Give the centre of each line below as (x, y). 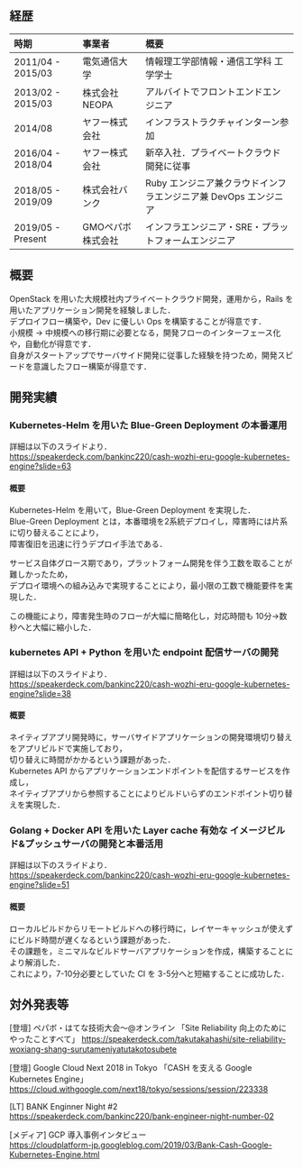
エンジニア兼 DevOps (200, 196)
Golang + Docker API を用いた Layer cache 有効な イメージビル (147, 830)
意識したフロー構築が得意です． (92, 366)
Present (30, 239)
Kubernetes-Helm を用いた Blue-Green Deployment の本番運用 (148, 425)
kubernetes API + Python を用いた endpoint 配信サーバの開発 (144, 653)
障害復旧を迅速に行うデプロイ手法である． (88, 543)
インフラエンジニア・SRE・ (203, 226)
